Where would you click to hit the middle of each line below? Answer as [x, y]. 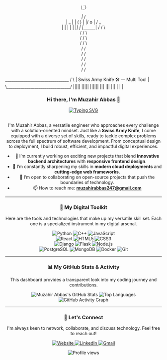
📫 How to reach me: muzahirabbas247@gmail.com [87, 188]
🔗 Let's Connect [83, 317]
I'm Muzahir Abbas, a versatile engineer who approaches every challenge [83, 125]
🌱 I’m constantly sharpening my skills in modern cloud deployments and [87, 167]
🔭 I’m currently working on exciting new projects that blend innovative [87, 156]
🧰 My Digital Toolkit [83, 207]
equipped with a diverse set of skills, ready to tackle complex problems [83, 136]
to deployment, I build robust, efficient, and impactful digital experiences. [83, 146]
